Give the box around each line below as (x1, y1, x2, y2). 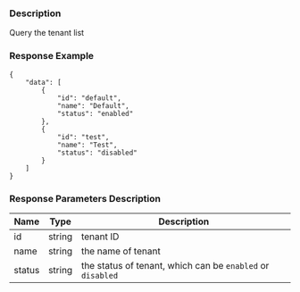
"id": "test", (56, 132, 110, 141)
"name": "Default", (56, 101, 129, 110)
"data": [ (25, 78, 62, 87)
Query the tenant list (9, 28, 85, 38)
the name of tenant (80, 245, 161, 257)
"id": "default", (56, 93, 122, 103)
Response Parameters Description (9, 192, 162, 204)
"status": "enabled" (56, 109, 134, 118)
